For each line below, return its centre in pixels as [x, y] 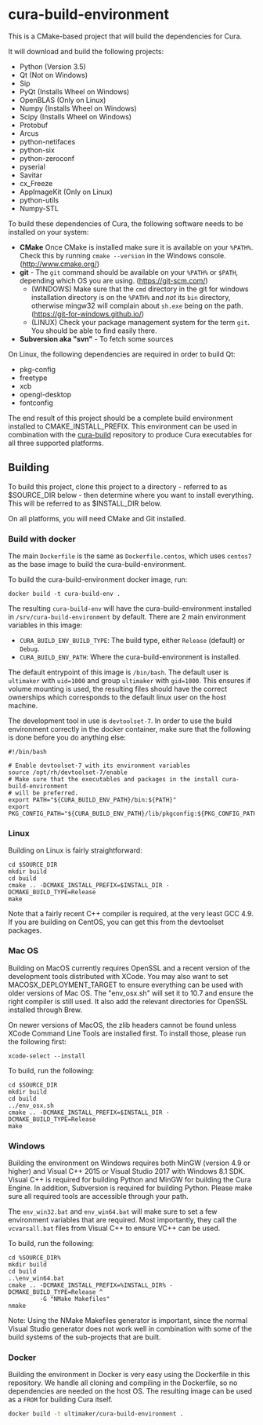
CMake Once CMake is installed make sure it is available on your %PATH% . [136, 247]
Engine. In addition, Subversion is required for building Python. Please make [130, 1188]
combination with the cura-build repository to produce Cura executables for [130, 434]
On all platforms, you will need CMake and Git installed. [97, 518]
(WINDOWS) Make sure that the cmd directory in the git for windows [140, 289]
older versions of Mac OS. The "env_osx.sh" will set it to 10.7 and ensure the [131, 993]
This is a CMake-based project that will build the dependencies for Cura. [125, 36]
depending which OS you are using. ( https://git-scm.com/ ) [114, 280]
